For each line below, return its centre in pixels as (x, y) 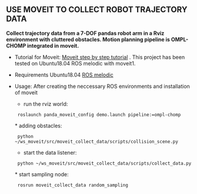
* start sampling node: (41, 174)
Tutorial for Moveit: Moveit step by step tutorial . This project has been (100, 57)
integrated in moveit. (53, 45)
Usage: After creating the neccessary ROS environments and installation (102, 86)
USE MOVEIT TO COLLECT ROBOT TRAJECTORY (97, 10)
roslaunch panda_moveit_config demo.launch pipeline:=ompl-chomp (99, 114)
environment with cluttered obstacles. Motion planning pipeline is (88, 39)
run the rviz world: (46, 104)
